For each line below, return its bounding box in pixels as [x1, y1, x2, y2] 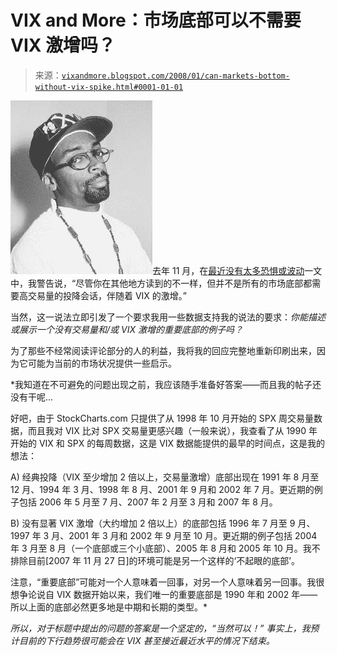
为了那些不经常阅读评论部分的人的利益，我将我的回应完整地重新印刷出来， [10, 344, 317, 356]
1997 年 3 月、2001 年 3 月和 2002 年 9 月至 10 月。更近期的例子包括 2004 [10, 529, 318, 541]
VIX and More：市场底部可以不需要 [10, 9, 302, 32]
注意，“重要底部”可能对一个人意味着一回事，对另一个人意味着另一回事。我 [10, 576, 317, 588]
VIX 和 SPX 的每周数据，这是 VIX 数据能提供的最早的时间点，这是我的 [38, 437, 326, 449]
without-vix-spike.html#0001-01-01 [34, 82, 184, 92]
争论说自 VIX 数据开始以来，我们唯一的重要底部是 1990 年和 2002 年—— [18, 588, 318, 600]
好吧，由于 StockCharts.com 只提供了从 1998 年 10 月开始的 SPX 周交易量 [10, 412, 315, 424]
